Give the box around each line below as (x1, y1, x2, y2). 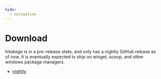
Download (5, 33, 48, 44)
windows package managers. (5, 59, 65, 65)
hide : (5, 7, 16, 12)
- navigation (9, 12, 36, 17)
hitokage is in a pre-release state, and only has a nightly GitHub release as (5, 49, 156, 55)
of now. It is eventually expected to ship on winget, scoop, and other (5, 54, 144, 60)
